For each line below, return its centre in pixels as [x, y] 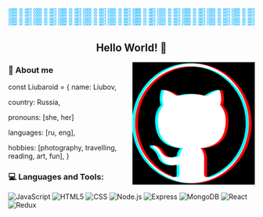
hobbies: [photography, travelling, [63, 148]
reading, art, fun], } [39, 156]
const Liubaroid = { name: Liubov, [63, 87]
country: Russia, [34, 103]
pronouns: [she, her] [41, 118]
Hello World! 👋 [131, 47]
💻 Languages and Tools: [56, 177]
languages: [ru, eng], [42, 132]
